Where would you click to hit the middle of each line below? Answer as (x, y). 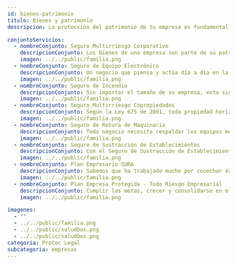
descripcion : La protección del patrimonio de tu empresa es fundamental (118, 27)
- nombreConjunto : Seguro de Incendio (71, 85)
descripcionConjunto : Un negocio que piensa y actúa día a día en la (124, 72)
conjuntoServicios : (36, 40)
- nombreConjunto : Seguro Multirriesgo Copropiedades (94, 106)
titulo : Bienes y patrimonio (50, 20)
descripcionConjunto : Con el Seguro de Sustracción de (102, 151)
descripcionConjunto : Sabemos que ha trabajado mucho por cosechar (121, 171)
